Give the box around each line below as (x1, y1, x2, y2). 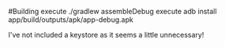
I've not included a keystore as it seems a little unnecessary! (8, 31, 204, 39)
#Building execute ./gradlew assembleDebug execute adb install (8, 7, 217, 16)
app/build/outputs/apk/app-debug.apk (8, 15, 134, 24)
